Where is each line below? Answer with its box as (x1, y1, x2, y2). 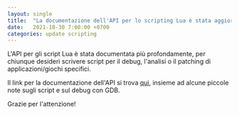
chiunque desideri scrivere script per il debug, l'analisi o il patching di (7, 57, 211, 66)
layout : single (7, 10, 53, 18)
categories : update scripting (7, 30, 97, 38)
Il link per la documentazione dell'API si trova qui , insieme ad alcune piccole (7, 79, 229, 87)
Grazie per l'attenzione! (7, 100, 76, 109)
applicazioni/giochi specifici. (7, 65, 91, 73)
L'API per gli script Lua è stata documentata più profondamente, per (7, 50, 206, 58)
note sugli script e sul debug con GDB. (7, 86, 121, 94)
